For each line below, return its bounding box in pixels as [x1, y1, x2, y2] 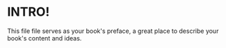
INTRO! [7, 4, 50, 20]
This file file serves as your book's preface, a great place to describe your [7, 27, 219, 35]
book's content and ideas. [7, 34, 82, 42]
